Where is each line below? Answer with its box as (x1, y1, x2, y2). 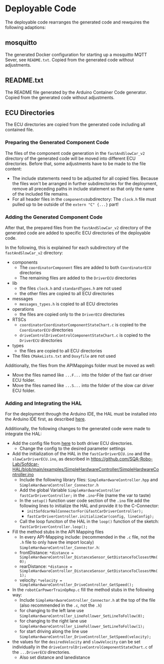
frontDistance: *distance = (19, 550, 74, 556)
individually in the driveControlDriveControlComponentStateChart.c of (12, 644, 153, 650)
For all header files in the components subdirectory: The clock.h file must (12, 196, 157, 202)
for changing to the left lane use (19, 608, 84, 614)
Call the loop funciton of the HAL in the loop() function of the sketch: (19, 518, 159, 524)
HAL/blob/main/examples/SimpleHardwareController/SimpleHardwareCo (12, 467, 159, 472)
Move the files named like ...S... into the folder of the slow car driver (12, 382, 154, 388)
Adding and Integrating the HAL (5, 400, 82, 407)
